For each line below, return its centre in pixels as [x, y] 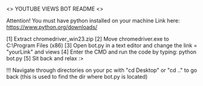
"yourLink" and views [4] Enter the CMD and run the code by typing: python [101, 52]
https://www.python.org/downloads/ [52, 27]
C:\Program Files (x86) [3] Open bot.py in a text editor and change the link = [102, 45]
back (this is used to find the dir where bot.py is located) [77, 77]
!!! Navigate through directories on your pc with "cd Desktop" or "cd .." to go [102, 70]
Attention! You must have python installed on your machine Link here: [93, 20]
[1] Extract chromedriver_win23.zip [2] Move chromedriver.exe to [88, 39]
